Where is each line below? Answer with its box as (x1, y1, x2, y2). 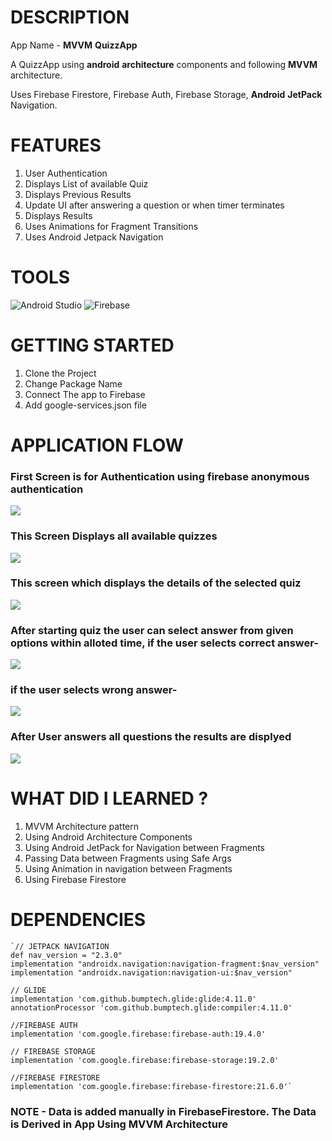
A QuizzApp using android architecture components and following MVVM (10, 58, 318, 70)
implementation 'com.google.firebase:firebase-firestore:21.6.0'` (10, 1081, 293, 1091)
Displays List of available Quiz (24, 177, 149, 190)
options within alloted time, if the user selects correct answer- (10, 636, 319, 650)
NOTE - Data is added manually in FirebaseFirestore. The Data (10, 1104, 317, 1118)
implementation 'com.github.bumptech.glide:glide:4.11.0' (10, 994, 257, 1004)
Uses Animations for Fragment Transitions (24, 220, 199, 232)
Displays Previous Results (24, 188, 132, 200)
